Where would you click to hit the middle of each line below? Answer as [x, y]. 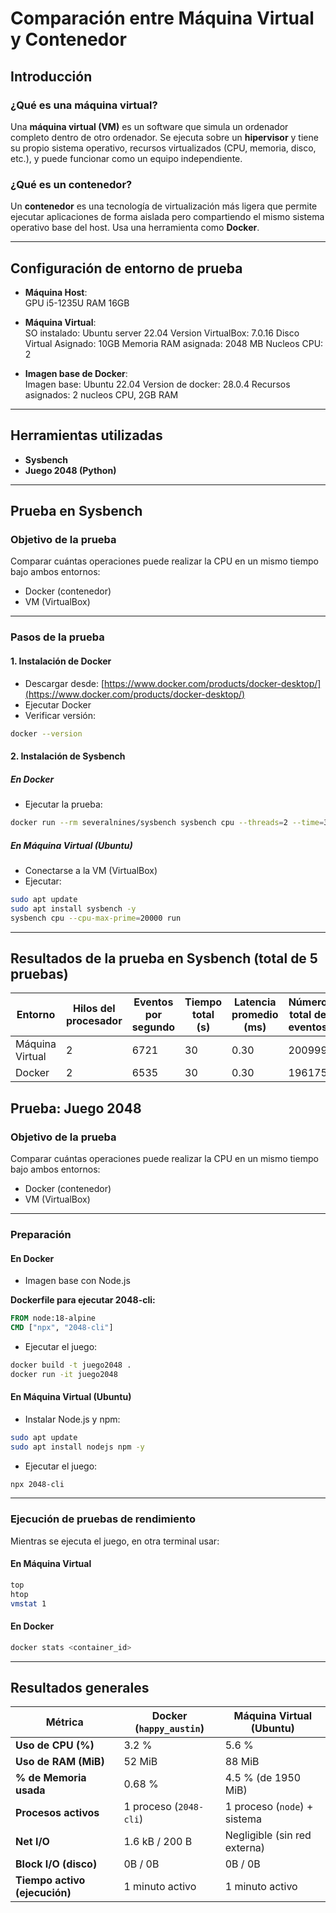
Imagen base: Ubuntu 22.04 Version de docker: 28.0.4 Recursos [157, 384]
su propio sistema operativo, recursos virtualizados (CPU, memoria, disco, [163, 148]
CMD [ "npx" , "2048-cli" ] [62, 1328]
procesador [94, 1021]
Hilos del [94, 1009]
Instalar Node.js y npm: [72, 1419]
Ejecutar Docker [58, 704]
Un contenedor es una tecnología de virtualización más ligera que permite [164, 206]
